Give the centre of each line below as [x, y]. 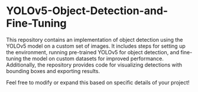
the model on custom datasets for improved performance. [93, 58]
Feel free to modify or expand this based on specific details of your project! [98, 82]
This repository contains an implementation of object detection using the [95, 40]
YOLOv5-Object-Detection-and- [87, 11]
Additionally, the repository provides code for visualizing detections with [94, 65]
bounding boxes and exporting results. [53, 71]
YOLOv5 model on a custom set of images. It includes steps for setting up [96, 46]
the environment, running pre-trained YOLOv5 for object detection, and [93, 52]
